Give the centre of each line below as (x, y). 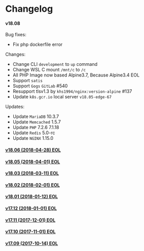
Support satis (28, 81)
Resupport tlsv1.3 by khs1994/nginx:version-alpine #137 (72, 91)
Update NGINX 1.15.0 (33, 138)
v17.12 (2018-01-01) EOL (31, 208)
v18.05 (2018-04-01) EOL (33, 162)
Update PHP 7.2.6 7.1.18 (36, 128)
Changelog (29, 9)
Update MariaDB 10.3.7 (36, 117)
